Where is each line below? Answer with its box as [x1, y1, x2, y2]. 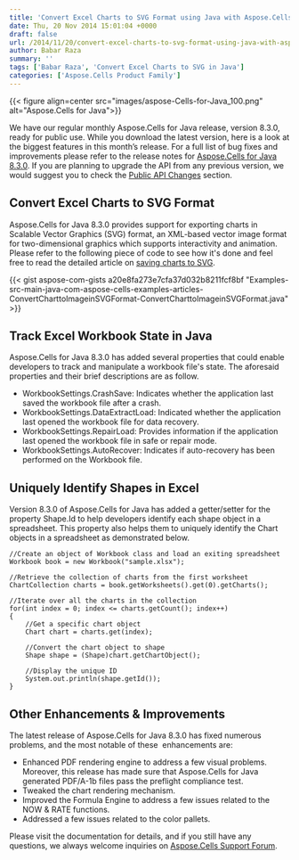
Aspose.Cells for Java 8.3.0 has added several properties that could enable [9, 352, 285, 363]
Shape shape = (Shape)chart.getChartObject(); [25, 651, 201, 660]
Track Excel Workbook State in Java [9, 328, 213, 343]
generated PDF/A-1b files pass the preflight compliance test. [21, 776, 244, 786]
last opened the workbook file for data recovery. [21, 416, 199, 428]
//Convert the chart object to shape [25, 643, 166, 652]
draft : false [9, 29, 58, 38]
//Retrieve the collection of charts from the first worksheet [9, 573, 249, 582]
